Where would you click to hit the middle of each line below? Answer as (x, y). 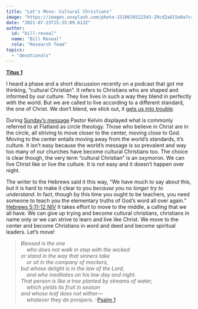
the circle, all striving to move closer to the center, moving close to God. (93, 133)
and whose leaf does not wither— (62, 293)
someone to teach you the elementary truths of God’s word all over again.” (96, 200)
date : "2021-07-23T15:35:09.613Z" (49, 22)
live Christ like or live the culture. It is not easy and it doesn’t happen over (95, 164)
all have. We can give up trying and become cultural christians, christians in (98, 213)
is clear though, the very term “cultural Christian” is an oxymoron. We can (95, 157)
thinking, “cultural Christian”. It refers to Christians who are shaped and (92, 90)
